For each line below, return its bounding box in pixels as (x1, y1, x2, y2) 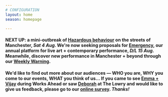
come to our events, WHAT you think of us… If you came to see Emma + (5, 75, 159, 81)
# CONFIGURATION (5, 7, 39, 13)
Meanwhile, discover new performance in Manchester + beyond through (5, 53, 161, 59)
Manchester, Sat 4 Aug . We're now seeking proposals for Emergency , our (5, 42, 163, 48)
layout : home (5, 12, 33, 17)
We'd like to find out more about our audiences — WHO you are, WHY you (5, 70, 163, 76)
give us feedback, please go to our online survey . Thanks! (5, 86, 130, 92)
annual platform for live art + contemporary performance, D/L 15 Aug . (5, 47, 154, 54)
